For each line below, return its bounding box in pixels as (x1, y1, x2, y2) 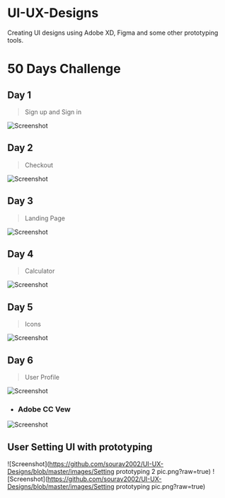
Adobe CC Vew (17, 404, 71, 414)
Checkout (24, 161, 54, 169)
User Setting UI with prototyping (7, 441, 153, 453)
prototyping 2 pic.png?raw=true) (115, 468, 211, 476)
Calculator (24, 267, 55, 276)
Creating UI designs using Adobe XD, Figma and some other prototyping (7, 28, 219, 37)
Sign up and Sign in (24, 108, 82, 116)
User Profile (24, 373, 60, 381)
